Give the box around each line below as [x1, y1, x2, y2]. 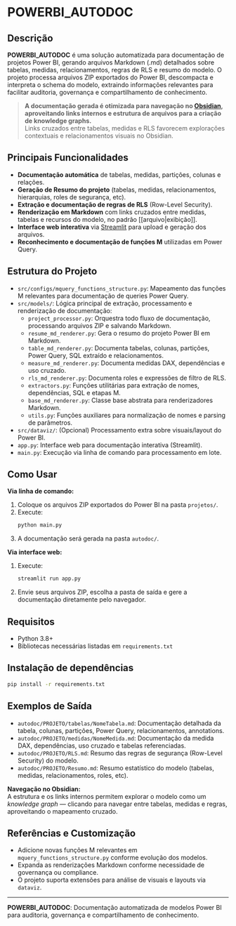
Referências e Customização [7, 827, 136, 839]
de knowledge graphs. [24, 117, 92, 125]
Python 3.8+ [17, 635, 54, 642]
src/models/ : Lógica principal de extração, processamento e [17, 299, 192, 307]
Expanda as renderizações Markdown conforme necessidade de [17, 861, 205, 869]
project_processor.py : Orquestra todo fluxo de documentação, [27, 314, 211, 322]
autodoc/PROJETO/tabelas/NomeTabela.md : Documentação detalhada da [17, 719, 221, 727]
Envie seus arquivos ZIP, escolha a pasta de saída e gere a [17, 588, 188, 597]
